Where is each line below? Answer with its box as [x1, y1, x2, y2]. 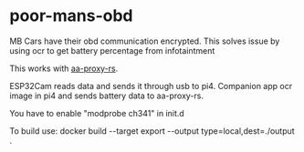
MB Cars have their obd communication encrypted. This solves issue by [9, 35, 280, 46]
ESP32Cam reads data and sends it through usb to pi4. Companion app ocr [9, 80, 293, 91]
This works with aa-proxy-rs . [9, 63, 119, 74]
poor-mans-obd [9, 5, 133, 26]
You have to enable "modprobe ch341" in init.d [9, 107, 184, 118]
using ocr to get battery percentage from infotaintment [9, 45, 215, 56]
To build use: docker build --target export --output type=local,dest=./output [9, 125, 295, 137]
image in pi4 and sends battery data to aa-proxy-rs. [9, 90, 204, 101]
